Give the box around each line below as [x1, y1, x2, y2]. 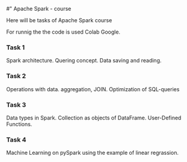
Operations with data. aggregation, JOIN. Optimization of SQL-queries [6, 85, 180, 92]
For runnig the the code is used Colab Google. [6, 28, 121, 35]
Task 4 [6, 135, 26, 143]
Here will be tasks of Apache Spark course [6, 17, 112, 23]
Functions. [6, 120, 32, 128]
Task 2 [6, 72, 26, 80]
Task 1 [6, 43, 25, 52]
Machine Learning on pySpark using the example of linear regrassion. [6, 149, 179, 157]
